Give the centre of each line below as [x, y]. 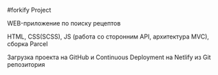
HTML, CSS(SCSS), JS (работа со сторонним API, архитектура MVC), [108, 36]
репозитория [26, 64]
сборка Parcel [28, 44]
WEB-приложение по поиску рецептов [64, 23]
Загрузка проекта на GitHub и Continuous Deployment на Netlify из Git [109, 57]
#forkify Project [29, 10]
